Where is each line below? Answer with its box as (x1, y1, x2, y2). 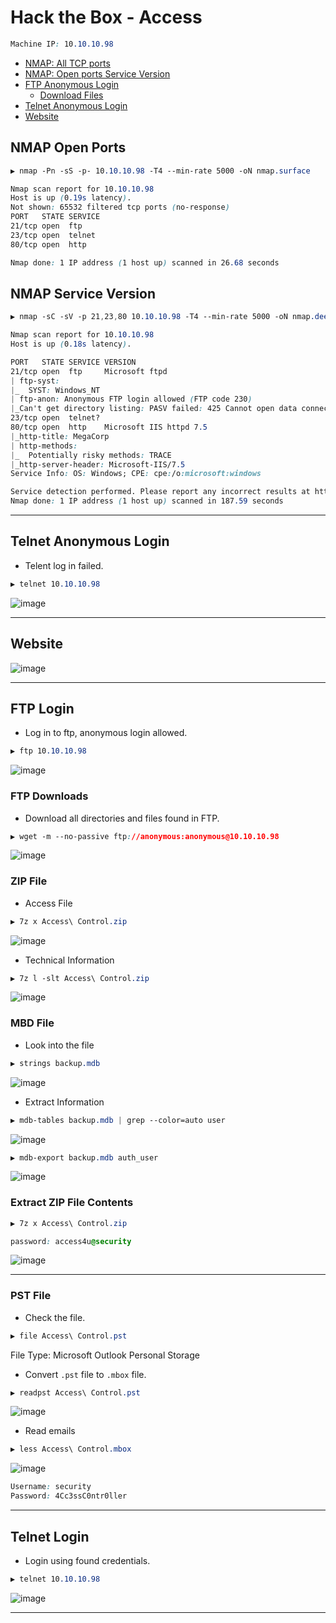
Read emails (24, 1425, 76, 1437)
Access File (24, 897, 73, 909)
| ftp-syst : (10, 376, 60, 386)
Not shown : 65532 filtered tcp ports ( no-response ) (10, 202, 230, 213)
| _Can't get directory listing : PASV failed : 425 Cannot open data (10, 404, 298, 414)
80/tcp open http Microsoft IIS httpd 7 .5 (10, 422, 208, 433)
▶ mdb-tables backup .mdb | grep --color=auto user (10, 1115, 226, 1125)
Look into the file (24, 1039, 95, 1051)
